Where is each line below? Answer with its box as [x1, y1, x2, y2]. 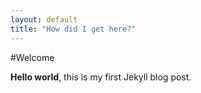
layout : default [10, 14, 78, 25]
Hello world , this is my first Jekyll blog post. [10, 71, 192, 83]
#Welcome [10, 51, 55, 63]
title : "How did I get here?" [10, 24, 137, 34]
